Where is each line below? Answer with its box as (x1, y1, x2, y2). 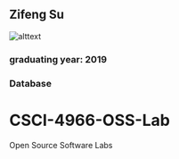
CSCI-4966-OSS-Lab (9, 110, 171, 130)
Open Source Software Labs (9, 139, 113, 150)
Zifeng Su (9, 7, 65, 22)
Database (9, 77, 52, 89)
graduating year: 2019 (9, 53, 108, 65)
